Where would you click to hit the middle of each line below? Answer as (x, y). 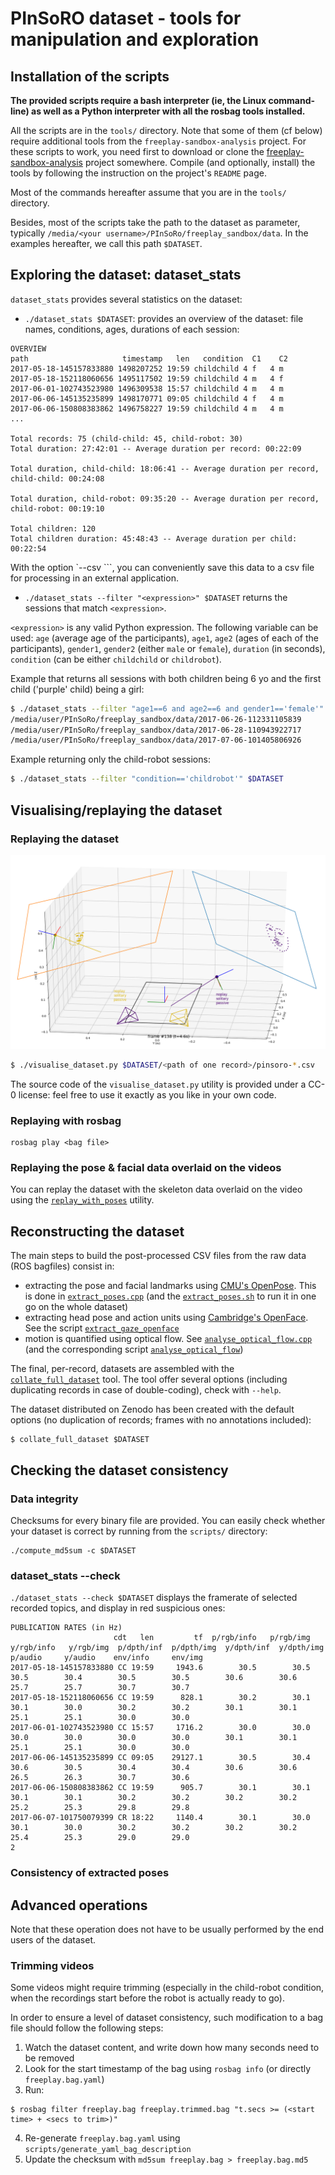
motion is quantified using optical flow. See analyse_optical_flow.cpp (168, 1339)
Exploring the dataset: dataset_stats (126, 275)
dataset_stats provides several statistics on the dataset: (126, 299)
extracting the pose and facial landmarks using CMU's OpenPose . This (170, 1286)
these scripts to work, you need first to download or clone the (137, 151)
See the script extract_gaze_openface (102, 1328)
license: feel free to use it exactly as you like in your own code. (147, 1094)
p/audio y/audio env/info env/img (106, 1658)
